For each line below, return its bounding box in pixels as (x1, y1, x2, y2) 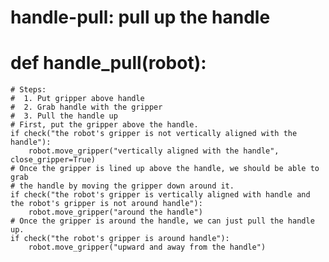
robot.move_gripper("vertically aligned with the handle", (28, 146, 280, 156)
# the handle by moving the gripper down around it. (10, 181, 235, 191)
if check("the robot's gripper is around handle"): (10, 234, 230, 244)
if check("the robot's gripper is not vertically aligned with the (10, 129, 298, 139)
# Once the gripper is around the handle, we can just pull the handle (10, 216, 315, 226)
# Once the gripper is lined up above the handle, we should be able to (10, 164, 320, 174)
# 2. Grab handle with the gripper (10, 102, 163, 113)
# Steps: (10, 85, 47, 95)
